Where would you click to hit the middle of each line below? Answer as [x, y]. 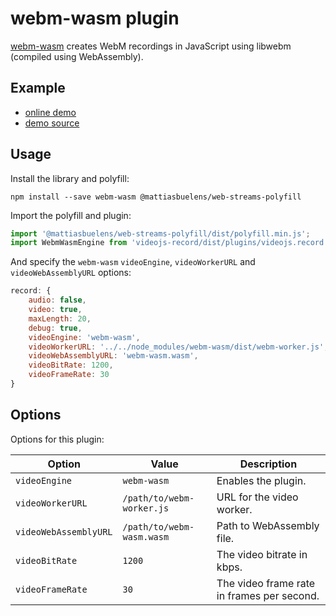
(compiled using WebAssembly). [77, 56]
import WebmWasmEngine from [69, 243]
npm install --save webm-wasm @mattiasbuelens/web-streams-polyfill [156, 197]
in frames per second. [268, 595]
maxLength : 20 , [60, 318]
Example [38, 88]
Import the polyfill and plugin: [71, 215]
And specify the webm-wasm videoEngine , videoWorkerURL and [133, 262]
